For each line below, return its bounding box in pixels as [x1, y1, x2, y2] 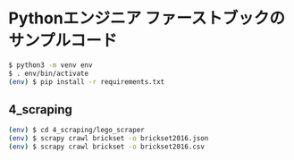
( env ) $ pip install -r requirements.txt [8, 77, 165, 86]
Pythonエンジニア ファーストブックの [8, 8, 286, 29]
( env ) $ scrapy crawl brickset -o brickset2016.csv [8, 142, 205, 152]
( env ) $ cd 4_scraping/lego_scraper [8, 126, 145, 135]
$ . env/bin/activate [8, 69, 89, 78]
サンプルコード [8, 30, 118, 51]
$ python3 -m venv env [8, 60, 93, 70]
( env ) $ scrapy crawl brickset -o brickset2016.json [8, 134, 209, 143]
